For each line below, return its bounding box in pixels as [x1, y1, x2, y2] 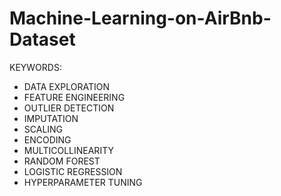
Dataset [9, 28, 76, 51]
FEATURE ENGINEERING [23, 91, 126, 103]
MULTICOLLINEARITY [23, 144, 114, 156]
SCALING [23, 123, 64, 135]
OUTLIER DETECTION [23, 102, 115, 114]
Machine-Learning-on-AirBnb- [9, 7, 272, 30]
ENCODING [23, 133, 72, 146]
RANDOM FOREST [23, 155, 101, 167]
